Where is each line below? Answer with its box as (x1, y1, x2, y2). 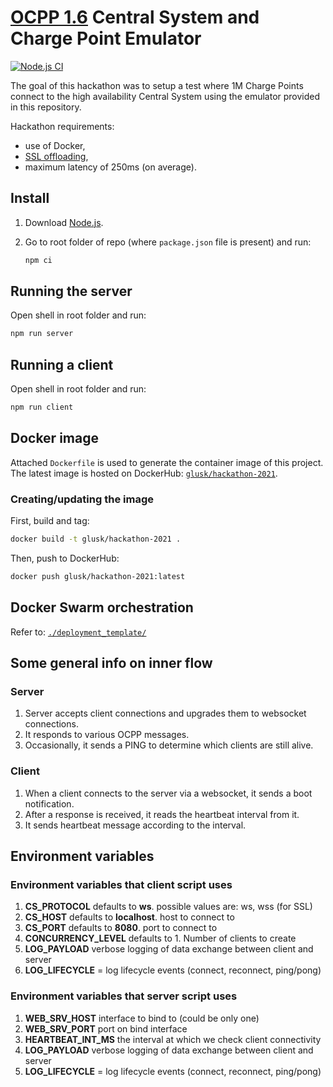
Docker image (10, 430, 99, 447)
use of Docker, (24, 139, 86, 151)
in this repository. (10, 101, 82, 113)
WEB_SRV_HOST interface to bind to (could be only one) (24, 1012, 260, 1024)
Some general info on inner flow (10, 655, 213, 672)
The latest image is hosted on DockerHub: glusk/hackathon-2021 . (10, 467, 278, 479)
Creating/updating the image (10, 492, 154, 506)
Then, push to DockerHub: (10, 552, 120, 564)
